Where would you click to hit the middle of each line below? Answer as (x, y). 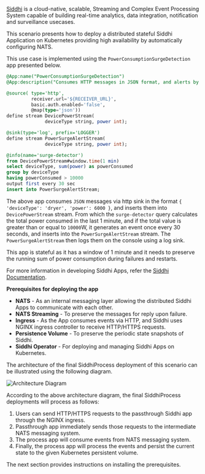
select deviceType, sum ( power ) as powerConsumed (70, 167)
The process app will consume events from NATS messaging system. (103, 439)
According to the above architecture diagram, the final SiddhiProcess (94, 395)
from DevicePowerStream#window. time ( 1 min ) (63, 161)
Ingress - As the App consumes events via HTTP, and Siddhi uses (99, 320)
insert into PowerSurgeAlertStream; (53, 189)
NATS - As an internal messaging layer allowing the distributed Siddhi (103, 300)
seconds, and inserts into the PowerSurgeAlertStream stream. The (88, 234)
